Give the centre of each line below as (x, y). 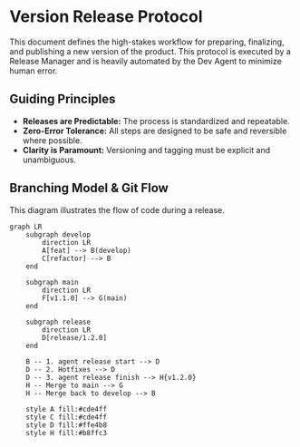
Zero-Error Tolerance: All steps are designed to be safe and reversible (155, 131)
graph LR (26, 227)
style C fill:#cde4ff (66, 417)
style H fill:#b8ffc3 (66, 432)
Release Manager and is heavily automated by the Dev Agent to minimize (146, 61)
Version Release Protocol (106, 17)
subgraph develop (58, 234)
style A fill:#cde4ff (66, 409)
